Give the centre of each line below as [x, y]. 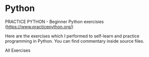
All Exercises [18, 50]
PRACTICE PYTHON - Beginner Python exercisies [54, 22]
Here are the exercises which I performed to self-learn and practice [72, 36]
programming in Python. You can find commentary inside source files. [75, 41]
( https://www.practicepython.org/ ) [39, 26]
